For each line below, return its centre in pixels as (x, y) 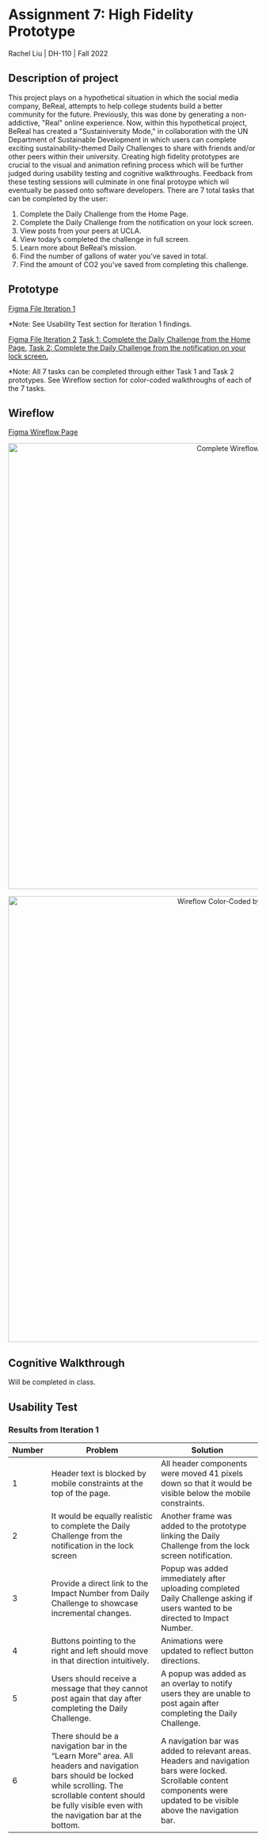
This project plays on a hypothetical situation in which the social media (123, 98)
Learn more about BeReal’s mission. (78, 247)
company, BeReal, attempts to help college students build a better (116, 105)
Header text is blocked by (99, 1473)
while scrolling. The (87, 1786)
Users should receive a (94, 1678)
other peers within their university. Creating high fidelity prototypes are (124, 156)
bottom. (66, 1825)
